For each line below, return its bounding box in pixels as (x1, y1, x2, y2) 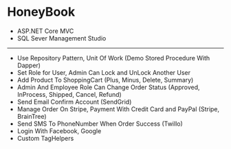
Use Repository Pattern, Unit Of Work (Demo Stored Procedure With (16, 54, 210, 62)
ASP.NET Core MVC (16, 27, 74, 35)
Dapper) (16, 61, 41, 69)
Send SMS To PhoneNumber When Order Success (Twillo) (16, 119, 184, 128)
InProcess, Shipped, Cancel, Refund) (16, 90, 122, 98)
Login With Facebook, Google (16, 126, 102, 135)
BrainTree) (16, 112, 47, 120)
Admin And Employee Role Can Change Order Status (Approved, (16, 83, 201, 91)
